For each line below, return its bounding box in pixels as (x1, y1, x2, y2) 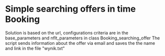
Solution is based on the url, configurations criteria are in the (5, 30, 128, 36)
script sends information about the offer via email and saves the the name (5, 40, 156, 46)
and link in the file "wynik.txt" (5, 45, 65, 51)
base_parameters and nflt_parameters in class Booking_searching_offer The (5, 35, 160, 41)
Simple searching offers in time (5, 3, 136, 15)
